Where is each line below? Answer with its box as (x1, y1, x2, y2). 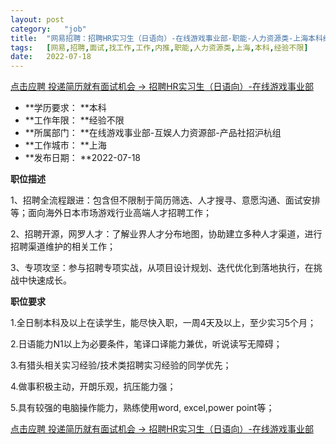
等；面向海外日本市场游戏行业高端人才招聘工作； (10, 207, 212, 219)
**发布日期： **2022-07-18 (24, 152, 141, 164)
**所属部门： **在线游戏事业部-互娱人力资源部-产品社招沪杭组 (24, 127, 282, 139)
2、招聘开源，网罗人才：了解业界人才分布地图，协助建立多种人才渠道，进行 (10, 228, 323, 240)
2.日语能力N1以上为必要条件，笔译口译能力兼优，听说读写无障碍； (10, 338, 283, 350)
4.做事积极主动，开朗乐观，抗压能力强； (10, 381, 177, 393)
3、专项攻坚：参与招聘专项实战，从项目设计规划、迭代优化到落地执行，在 (10, 262, 314, 274)
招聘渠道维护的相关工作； (10, 241, 116, 253)
